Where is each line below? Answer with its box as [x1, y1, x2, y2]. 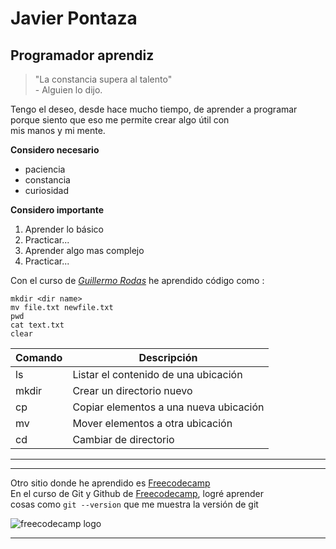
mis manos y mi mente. [10, 125, 106, 136]
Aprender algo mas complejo [24, 245, 145, 256]
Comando [15, 351, 63, 364]
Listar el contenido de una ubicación [72, 368, 243, 381]
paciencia [24, 163, 66, 175]
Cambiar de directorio [72, 433, 175, 446]
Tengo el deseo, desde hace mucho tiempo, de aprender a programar [10, 103, 298, 115]
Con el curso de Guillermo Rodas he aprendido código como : [10, 275, 265, 286]
